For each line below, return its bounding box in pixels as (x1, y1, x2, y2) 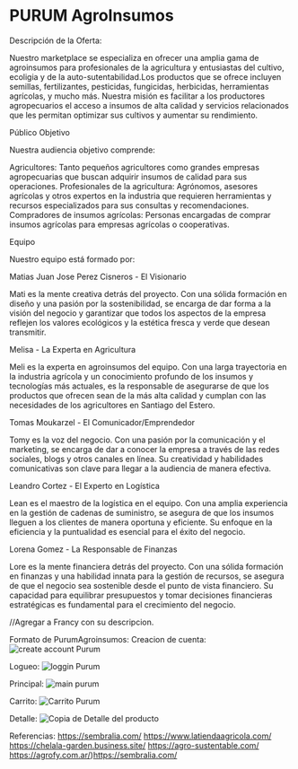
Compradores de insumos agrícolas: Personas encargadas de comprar (9, 209, 271, 220)
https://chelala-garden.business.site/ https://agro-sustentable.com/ (9, 739, 259, 750)
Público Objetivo (9, 127, 70, 137)
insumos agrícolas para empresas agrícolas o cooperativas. (9, 219, 231, 230)
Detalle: (9, 712, 38, 723)
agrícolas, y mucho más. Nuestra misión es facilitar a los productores (9, 91, 266, 101)
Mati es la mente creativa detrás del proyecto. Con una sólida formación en (9, 288, 287, 299)
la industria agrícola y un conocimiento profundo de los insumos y (9, 371, 254, 381)
